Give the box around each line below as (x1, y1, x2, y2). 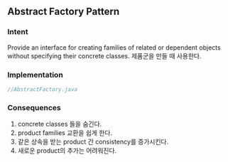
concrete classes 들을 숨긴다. (17, 120, 102, 129)
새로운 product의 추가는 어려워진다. (17, 146, 117, 155)
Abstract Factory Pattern (7, 6, 119, 18)
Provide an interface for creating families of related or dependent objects (7, 43, 222, 52)
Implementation (7, 70, 64, 80)
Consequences (7, 102, 62, 112)
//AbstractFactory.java (7, 85, 78, 93)
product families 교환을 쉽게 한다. (17, 129, 112, 137)
